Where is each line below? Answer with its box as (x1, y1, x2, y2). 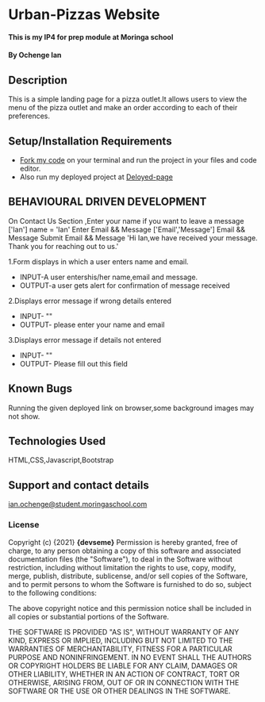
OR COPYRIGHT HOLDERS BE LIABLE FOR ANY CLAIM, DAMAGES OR (8, 661, 238, 670)
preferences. (8, 111, 50, 121)
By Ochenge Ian (8, 50, 62, 60)
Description (8, 73, 67, 86)
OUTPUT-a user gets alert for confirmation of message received (19, 280, 230, 290)
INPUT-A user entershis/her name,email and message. (19, 272, 198, 282)
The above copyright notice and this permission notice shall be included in (8, 603, 252, 612)
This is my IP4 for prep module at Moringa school (8, 32, 174, 41)
